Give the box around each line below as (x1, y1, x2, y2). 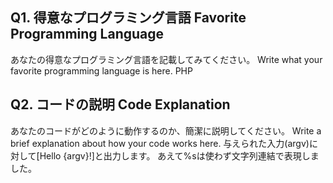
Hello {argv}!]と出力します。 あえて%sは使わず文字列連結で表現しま (39, 149, 320, 162)
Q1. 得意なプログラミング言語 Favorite (10, 9, 247, 27)
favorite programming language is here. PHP (10, 64, 193, 77)
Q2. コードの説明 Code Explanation (10, 96, 231, 113)
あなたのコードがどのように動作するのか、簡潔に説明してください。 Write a (10, 124, 322, 137)
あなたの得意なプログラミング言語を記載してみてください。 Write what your (10, 53, 323, 65)
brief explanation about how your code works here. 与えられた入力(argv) (10, 137, 310, 149)
